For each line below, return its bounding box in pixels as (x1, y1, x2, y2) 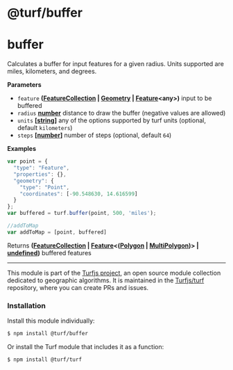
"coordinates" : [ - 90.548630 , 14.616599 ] (19, 190, 138, 198)
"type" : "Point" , (19, 184, 70, 191)
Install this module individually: (7, 316, 95, 325)
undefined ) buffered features (7, 248, 92, 257)
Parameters (7, 81, 42, 89)
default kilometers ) (17, 124, 73, 132)
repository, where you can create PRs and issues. (7, 283, 149, 291)
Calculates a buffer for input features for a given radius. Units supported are (7, 60, 224, 68)
